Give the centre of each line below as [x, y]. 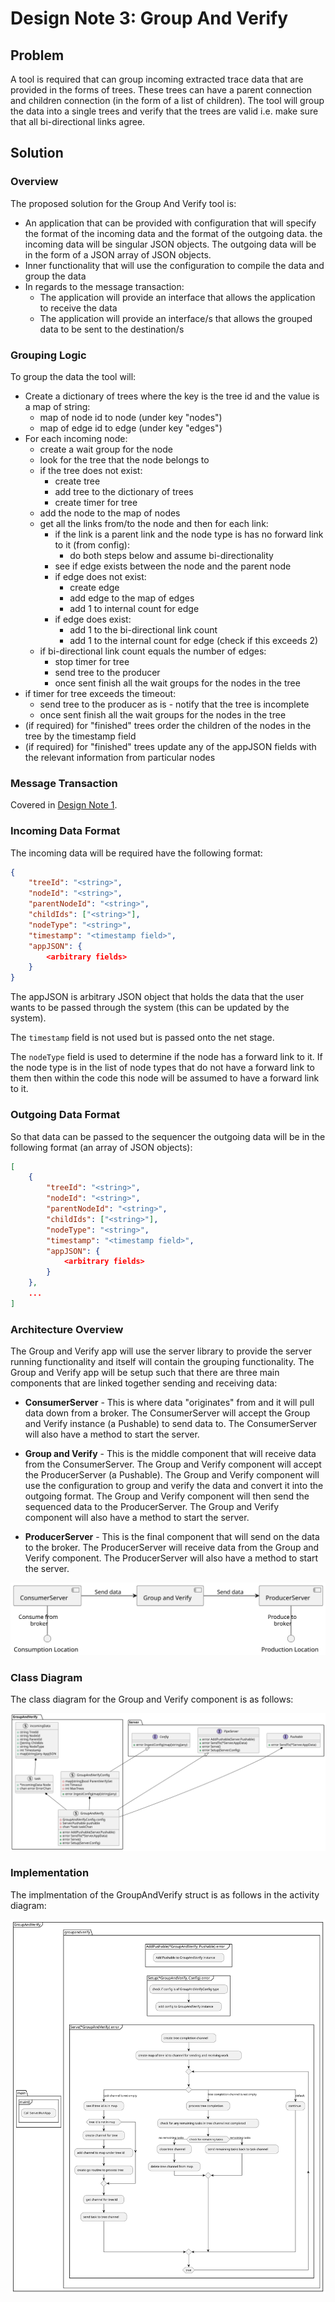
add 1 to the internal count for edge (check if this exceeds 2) [194, 640]
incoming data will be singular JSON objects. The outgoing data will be [170, 244]
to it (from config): [92, 544]
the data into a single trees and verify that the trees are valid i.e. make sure [164, 111]
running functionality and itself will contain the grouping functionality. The [162, 1362]
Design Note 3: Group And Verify [149, 18]
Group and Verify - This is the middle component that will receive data [170, 1454]
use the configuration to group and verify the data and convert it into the [174, 1486]
